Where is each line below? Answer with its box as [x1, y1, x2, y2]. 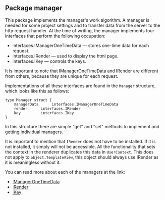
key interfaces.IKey [14, 110, 74, 115]
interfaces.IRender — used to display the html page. [12, 53, 119, 59]
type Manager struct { [5, 98, 52, 102]
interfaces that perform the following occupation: [5, 33, 106, 39]
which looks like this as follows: [5, 88, 69, 94]
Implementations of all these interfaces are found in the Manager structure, [5, 83, 156, 89]
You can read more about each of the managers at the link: [5, 169, 125, 175]
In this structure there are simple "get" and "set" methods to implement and [5, 123, 160, 129]
